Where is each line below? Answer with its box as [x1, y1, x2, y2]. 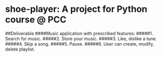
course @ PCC [5, 14, 67, 25]
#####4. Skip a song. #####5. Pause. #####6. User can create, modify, [5, 41, 155, 47]
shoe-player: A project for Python [5, 3, 148, 15]
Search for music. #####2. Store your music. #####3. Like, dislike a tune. [5, 36, 157, 42]
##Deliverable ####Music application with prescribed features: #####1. [5, 30, 154, 36]
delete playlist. [5, 46, 35, 52]
